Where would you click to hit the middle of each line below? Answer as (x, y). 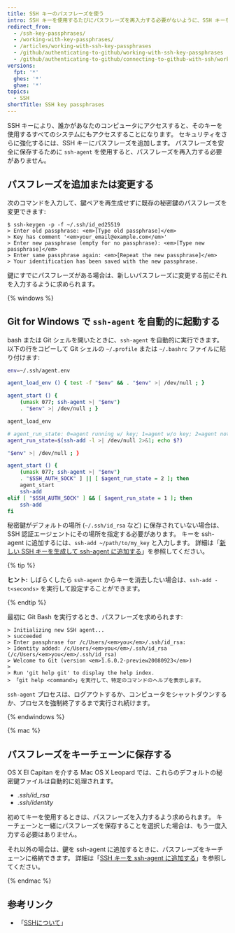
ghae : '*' (28, 85)
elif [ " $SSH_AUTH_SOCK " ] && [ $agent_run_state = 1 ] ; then (100, 498)
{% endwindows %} (36, 717)
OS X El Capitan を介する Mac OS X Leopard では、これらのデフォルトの (112, 772)
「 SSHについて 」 (42, 923)
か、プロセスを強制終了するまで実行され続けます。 (80, 703)
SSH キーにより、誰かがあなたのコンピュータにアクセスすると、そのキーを (115, 125)
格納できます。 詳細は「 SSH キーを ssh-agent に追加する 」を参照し (129, 858)
